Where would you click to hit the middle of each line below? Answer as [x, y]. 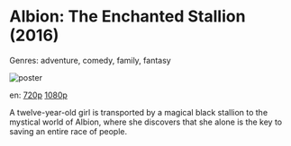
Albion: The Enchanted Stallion [127, 17]
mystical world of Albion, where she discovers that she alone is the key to [145, 122]
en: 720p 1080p [38, 95]
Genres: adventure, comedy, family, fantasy [90, 60]
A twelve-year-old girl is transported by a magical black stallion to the [139, 112]
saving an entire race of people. [68, 131]
